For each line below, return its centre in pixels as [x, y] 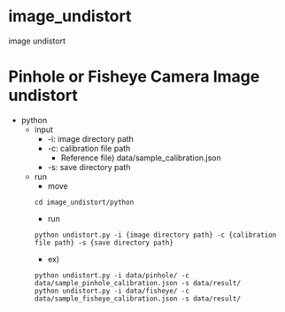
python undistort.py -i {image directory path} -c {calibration [155, 235]
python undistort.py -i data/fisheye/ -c [112, 291]
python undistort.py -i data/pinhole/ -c [112, 275]
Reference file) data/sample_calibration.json [141, 158]
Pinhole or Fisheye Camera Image [134, 77]
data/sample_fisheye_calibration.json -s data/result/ [137, 299]
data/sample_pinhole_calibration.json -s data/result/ [137, 283]
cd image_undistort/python [84, 202]
